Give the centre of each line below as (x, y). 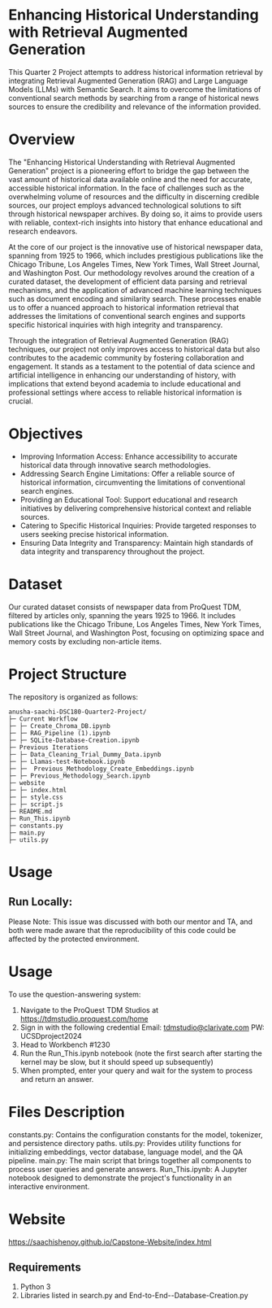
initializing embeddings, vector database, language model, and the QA (126, 1152)
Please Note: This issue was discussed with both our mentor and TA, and (131, 922)
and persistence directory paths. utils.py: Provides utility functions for (125, 1143)
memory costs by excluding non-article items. (85, 641)
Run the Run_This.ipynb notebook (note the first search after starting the (141, 1053)
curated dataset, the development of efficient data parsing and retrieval (128, 281)
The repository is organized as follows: (73, 696)
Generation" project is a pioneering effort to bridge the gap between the (129, 170)
